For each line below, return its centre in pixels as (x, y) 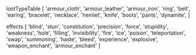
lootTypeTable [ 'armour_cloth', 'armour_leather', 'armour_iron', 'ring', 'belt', (98, 9)
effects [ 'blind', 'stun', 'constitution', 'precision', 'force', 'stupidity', (87, 27)
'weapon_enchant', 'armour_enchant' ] (53, 45)
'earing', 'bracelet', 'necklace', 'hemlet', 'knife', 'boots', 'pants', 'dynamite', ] (98, 15)
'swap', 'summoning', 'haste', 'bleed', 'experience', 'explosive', (82, 39)
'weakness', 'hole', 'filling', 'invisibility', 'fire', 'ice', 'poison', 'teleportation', (96, 33)
